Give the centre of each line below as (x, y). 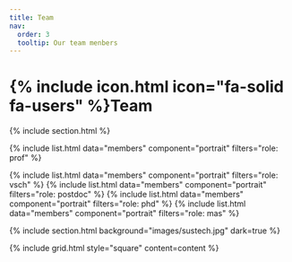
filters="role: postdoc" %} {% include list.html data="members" (127, 195)
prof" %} (26, 158)
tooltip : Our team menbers (68, 43)
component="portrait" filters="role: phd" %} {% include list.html (128, 204)
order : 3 (34, 34)
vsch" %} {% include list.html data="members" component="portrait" (138, 185)
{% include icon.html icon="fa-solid (146, 87)
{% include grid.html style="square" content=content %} (114, 249)
